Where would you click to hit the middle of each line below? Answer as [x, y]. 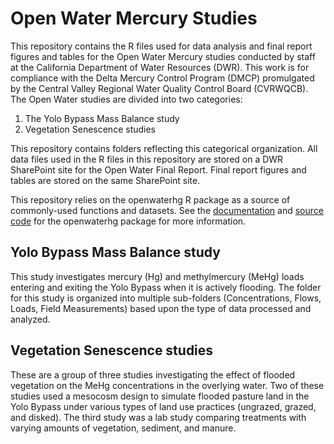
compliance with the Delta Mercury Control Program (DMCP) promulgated [162, 78]
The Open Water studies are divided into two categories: [126, 99]
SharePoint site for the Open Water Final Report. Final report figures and [158, 169]
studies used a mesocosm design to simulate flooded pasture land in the [160, 396]
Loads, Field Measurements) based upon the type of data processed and [161, 308]
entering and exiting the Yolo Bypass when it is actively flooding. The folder [166, 287]
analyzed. [30, 319]
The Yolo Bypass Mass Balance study [102, 118]
